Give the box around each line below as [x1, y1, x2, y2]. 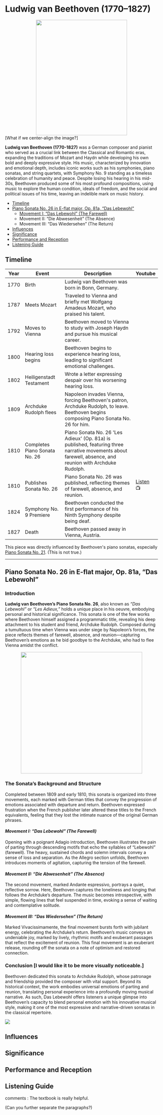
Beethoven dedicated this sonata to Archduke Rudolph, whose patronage [5, 973, 151, 979]
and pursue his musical [65, 331, 118, 337]
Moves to [25, 324, 46, 331]
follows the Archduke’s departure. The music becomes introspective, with [5, 892, 152, 898]
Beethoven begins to [65, 344, 112, 351]
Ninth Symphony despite [65, 511, 121, 518]
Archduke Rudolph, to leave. [65, 402, 129, 409]
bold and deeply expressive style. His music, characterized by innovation [5, 159, 151, 166]
